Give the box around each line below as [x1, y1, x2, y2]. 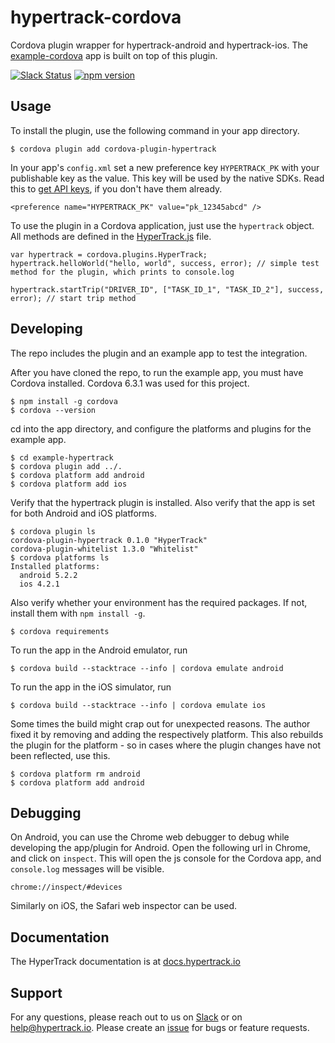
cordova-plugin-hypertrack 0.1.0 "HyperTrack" [10, 535, 208, 545]
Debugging [10, 804, 82, 821]
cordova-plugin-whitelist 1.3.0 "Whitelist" [10, 544, 199, 554]
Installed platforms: [10, 561, 101, 571]
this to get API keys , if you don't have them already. [10, 182, 223, 195]
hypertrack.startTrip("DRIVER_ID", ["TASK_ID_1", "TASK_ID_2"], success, [10, 284, 325, 295]
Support [10, 984, 63, 1001]
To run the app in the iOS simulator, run [10, 681, 172, 693]
